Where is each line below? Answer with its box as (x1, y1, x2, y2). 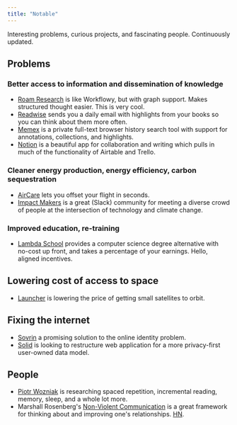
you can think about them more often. (17, 118, 127, 126)
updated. (7, 37, 34, 46)
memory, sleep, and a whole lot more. (17, 395, 128, 404)
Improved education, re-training (7, 223, 120, 233)
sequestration (7, 174, 57, 184)
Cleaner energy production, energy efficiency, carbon (7, 166, 197, 176)
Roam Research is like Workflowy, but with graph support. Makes (17, 95, 208, 103)
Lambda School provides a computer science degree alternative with (17, 239, 219, 248)
